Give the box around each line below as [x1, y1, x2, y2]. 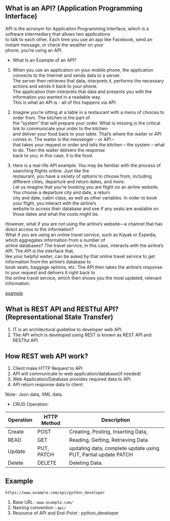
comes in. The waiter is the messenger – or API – [12, 136, 115, 142]
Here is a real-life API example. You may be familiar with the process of [12, 162, 161, 168]
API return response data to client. [12, 382, 84, 388]
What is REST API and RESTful [5, 305, 103, 313]
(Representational [5, 313, 63, 322]
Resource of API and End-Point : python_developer [12, 510, 119, 516]
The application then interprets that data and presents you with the [12, 89, 152, 95]
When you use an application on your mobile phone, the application [12, 67, 153, 73]
